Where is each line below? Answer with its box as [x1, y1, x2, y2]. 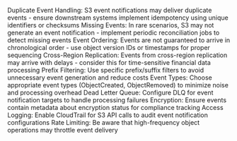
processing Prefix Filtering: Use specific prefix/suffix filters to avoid [7, 66, 204, 74]
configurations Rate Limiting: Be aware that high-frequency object [7, 118, 200, 126]
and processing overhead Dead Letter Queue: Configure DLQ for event [7, 88, 214, 97]
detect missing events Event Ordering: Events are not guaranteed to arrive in [7, 36, 231, 44]
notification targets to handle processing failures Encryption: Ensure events [7, 96, 227, 104]
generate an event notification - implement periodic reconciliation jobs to [7, 28, 220, 37]
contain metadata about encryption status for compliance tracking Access [7, 104, 224, 111]
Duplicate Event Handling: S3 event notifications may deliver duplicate [7, 6, 212, 14]
